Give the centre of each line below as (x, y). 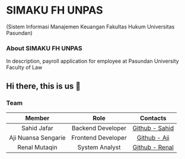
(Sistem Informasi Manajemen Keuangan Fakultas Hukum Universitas (90, 27)
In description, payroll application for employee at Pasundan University (92, 61)
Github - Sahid (153, 128)
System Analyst (99, 147)
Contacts (153, 118)
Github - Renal (153, 147)
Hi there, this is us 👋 (44, 86)
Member (37, 118)
